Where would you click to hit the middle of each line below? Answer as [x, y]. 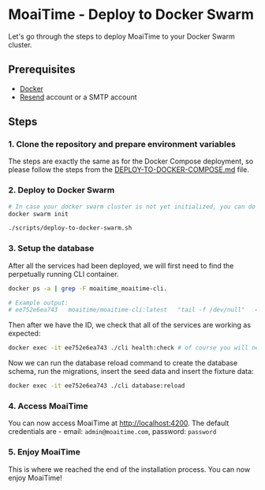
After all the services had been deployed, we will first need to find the [121, 265]
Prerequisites [42, 70]
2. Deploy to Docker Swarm [62, 190]
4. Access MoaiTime [48, 406]
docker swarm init [38, 214]
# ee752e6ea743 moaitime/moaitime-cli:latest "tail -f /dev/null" [127, 310]
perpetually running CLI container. [63, 274]
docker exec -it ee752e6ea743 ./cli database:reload [97, 386]
